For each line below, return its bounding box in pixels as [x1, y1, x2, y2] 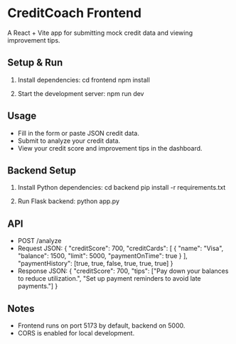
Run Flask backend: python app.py [17, 197, 119, 205]
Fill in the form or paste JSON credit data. [17, 129, 140, 137]
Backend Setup [7, 164, 77, 176]
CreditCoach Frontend [7, 5, 142, 21]
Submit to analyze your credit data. [17, 136, 121, 145]
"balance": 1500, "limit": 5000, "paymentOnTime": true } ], [17, 252, 188, 260]
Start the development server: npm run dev [17, 89, 144, 97]
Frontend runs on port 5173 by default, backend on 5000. [17, 321, 186, 330]
